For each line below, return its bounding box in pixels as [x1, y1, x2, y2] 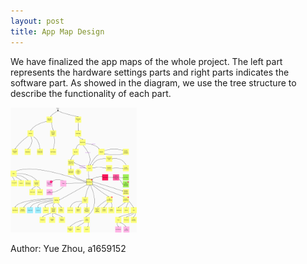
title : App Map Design [10, 26, 105, 37]
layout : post [10, 16, 65, 26]
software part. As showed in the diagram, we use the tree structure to [10, 76, 297, 89]
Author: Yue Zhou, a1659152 [10, 242, 127, 254]
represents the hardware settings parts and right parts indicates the [10, 66, 290, 78]
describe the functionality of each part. [10, 87, 172, 99]
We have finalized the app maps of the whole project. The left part [10, 55, 283, 67]
